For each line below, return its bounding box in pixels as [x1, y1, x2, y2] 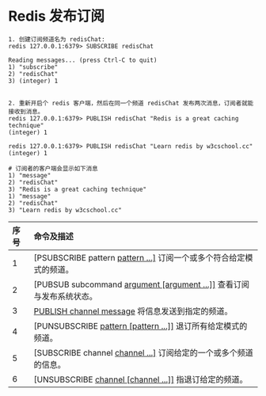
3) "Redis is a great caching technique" [8, 185, 147, 193]
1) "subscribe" [8, 63, 59, 71]
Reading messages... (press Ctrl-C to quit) [8, 56, 158, 64]
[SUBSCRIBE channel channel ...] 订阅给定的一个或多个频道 [33, 347, 253, 358]
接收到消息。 [8, 108, 44, 116]
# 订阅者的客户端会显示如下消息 [8, 164, 98, 173]
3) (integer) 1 [8, 77, 59, 85]
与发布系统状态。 [33, 291, 97, 302]
